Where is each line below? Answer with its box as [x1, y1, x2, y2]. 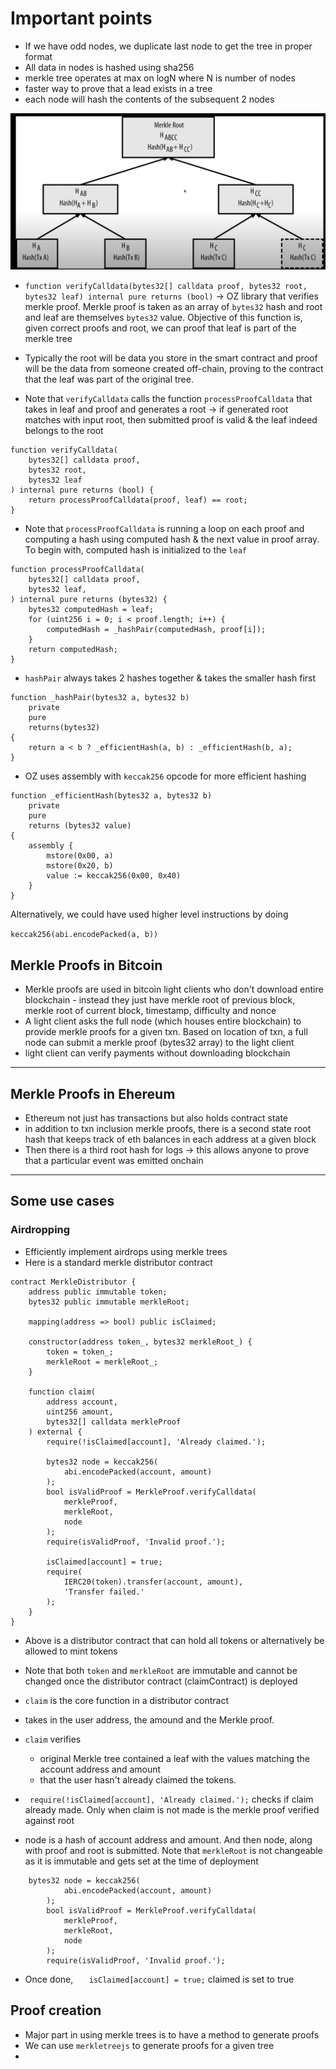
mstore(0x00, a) [46, 851, 114, 861]
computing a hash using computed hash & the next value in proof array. [24, 533, 320, 546]
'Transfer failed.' [63, 1587, 145, 1597]
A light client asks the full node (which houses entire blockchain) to [24, 1015, 302, 1027]
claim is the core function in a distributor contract [24, 1694, 230, 1706]
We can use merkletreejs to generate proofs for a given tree [24, 2039, 275, 2051]
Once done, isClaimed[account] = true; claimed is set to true [24, 1973, 295, 1985]
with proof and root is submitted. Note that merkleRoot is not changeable [24, 1844, 323, 1856]
